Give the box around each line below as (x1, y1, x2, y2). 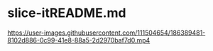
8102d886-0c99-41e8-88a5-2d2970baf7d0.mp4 (7, 35, 151, 44)
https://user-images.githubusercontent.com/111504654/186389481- (7, 28, 206, 37)
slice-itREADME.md (7, 5, 126, 21)
